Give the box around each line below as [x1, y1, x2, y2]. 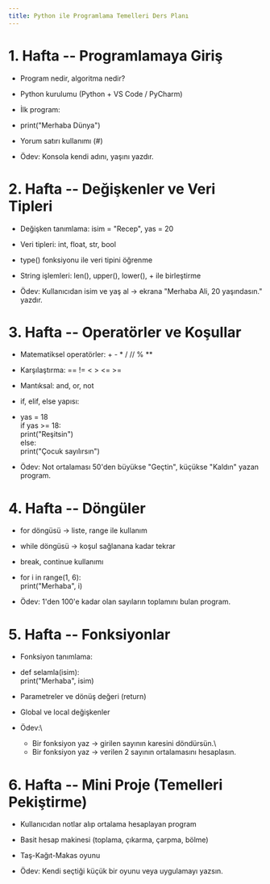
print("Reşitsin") [19, 429, 74, 439]
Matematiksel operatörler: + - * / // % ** [19, 350, 153, 359]
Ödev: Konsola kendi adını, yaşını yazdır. [19, 151, 155, 161]
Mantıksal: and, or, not [19, 381, 94, 391]
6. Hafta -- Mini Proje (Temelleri [8, 776, 223, 794]
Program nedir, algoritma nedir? [19, 73, 126, 83]
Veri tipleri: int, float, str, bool [19, 239, 117, 249]
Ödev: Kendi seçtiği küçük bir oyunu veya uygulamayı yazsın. [19, 866, 223, 876]
